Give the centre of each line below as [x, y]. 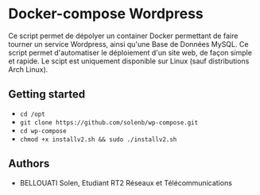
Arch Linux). [28, 69]
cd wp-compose [43, 131]
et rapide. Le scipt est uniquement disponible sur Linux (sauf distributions [129, 61]
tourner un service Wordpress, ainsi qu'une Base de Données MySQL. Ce [128, 44]
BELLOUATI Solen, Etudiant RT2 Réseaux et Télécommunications [126, 182]
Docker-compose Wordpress [106, 14]
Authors [29, 164]
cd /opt [32, 114]
